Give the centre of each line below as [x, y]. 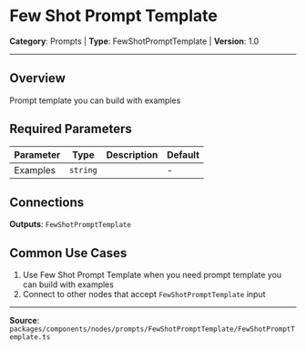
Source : [25, 321]
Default [184, 154]
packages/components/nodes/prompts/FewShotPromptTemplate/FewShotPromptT [153, 329]
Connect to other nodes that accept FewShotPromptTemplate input [144, 294]
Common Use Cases [68, 253]
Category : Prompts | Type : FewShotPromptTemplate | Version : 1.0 [134, 41]
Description [132, 154]
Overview [38, 78]
